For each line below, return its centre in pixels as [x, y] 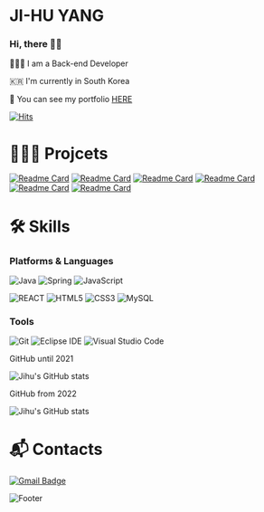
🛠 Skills [40, 226]
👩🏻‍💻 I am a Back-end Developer [69, 63]
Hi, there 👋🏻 [36, 44]
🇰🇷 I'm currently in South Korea [70, 81]
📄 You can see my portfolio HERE [71, 100]
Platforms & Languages [61, 261]
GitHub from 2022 [43, 393]
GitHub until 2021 [42, 359]
